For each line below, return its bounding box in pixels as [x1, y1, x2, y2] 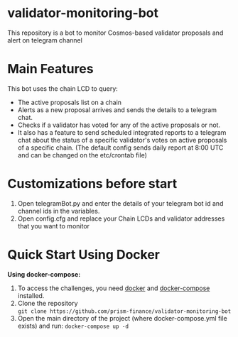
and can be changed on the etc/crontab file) [17, 150, 147, 159]
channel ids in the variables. [17, 206, 100, 215]
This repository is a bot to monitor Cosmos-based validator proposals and [7, 28, 224, 37]
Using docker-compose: [7, 270, 81, 278]
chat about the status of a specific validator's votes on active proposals [17, 136, 227, 144]
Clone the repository [17, 299, 78, 307]
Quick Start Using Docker [7, 247, 161, 263]
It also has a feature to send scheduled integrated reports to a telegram [17, 128, 227, 136]
